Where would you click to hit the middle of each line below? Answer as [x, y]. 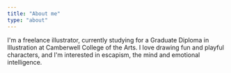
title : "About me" [34, 14]
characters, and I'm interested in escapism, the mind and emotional [104, 55]
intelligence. [25, 62]
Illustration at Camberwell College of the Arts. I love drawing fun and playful [116, 47]
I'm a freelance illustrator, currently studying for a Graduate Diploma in [108, 40]
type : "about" [28, 20]
